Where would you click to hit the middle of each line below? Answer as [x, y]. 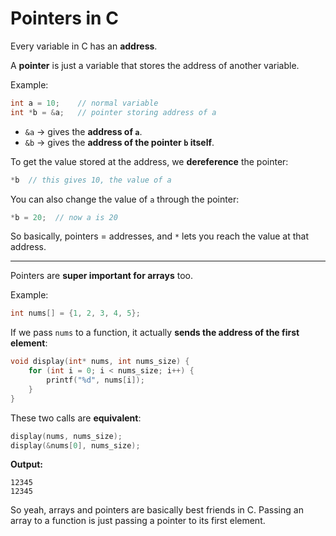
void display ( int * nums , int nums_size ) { [100, 362]
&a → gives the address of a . [83, 131]
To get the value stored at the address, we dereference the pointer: [149, 161]
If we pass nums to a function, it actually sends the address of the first [155, 333]
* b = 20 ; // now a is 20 [64, 217]
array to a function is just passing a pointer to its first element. [138, 521]
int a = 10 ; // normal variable [84, 103]
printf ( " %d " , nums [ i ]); [95, 380]
